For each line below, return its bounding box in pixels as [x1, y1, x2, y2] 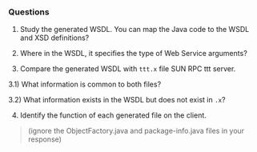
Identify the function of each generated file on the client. [19, 110, 207, 120]
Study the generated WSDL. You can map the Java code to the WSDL [19, 25, 250, 34]
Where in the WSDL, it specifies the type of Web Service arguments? [19, 49, 248, 58]
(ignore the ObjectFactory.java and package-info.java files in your [27, 126, 245, 136]
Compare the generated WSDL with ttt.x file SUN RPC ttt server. [19, 64, 236, 74]
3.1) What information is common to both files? [8, 79, 162, 90]
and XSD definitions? [19, 33, 90, 42]
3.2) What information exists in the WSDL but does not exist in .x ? [8, 95, 226, 105]
